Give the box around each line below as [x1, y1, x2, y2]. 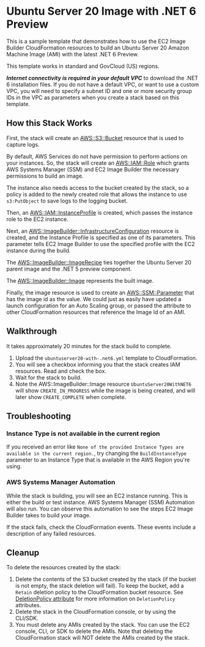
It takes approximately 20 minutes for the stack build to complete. [6, 342, 172, 350]
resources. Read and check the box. [15, 367, 107, 375]
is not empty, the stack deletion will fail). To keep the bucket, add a [15, 582, 184, 589]
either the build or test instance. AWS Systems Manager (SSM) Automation [6, 498, 195, 506]
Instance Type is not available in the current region [6, 429, 160, 438]
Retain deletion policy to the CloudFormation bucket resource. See [15, 589, 184, 596]
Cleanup [6, 547, 40, 558]
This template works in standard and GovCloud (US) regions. [6, 62, 160, 70]
